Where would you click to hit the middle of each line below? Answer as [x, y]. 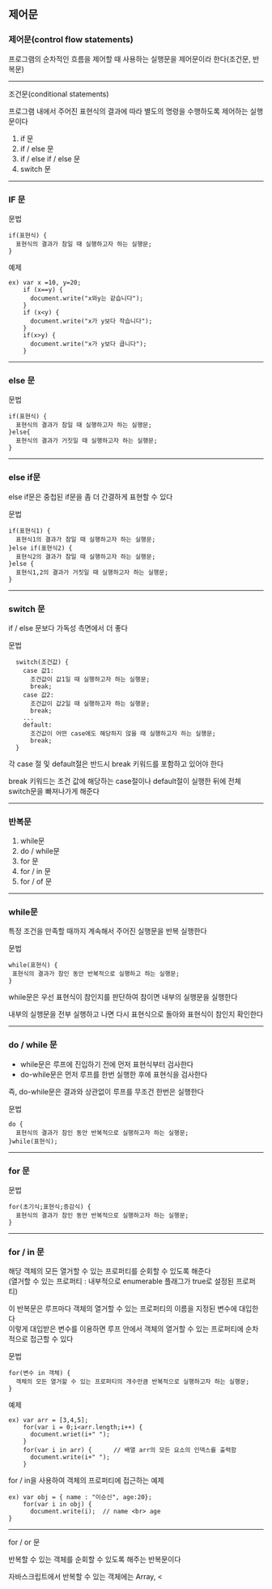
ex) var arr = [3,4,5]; [49, 1420]
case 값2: [38, 695]
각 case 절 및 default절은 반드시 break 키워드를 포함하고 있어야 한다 [116, 764]
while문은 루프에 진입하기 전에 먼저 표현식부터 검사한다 [107, 1064]
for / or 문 [24, 1542]
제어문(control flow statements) [71, 40]
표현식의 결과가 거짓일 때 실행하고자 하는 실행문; [87, 441]
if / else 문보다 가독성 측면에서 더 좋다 [68, 627]
